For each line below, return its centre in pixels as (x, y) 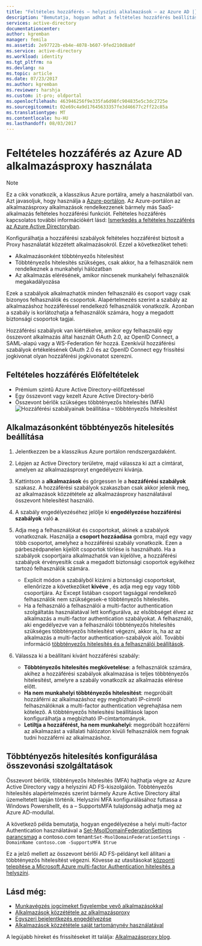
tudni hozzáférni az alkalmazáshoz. (68, 737)
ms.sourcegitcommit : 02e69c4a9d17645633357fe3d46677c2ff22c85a (87, 107)
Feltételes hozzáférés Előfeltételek (73, 375)
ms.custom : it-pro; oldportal (44, 96)
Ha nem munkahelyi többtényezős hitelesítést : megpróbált (98, 693)
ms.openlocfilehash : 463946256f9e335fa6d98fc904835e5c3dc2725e (87, 101)
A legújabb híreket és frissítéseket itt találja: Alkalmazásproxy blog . (89, 937)
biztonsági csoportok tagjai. (41, 319)
